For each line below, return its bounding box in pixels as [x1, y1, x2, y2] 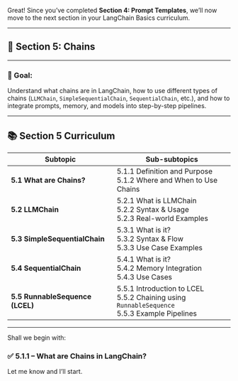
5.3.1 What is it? [116, 225, 171, 235]
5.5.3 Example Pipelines [116, 308, 197, 318]
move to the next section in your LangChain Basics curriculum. [7, 14, 191, 22]
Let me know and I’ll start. [7, 367, 83, 376]
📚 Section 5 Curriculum [7, 129, 115, 141]
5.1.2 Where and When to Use [116, 175, 218, 185]
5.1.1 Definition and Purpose [116, 166, 212, 176]
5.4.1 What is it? [116, 254, 171, 264]
